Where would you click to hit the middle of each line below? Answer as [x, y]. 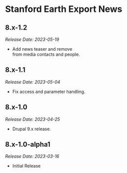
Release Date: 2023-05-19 [32, 39]
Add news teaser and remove [42, 49]
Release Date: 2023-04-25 [33, 119]
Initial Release [26, 166]
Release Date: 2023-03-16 [32, 156]
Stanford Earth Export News [64, 9]
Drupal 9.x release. [31, 129]
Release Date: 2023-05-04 [33, 82]
